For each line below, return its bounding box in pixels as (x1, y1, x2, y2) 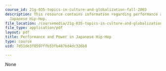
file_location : (5, 21, 37, 26)
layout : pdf (5, 30, 30, 35)
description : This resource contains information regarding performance (5, 12, 158, 17)
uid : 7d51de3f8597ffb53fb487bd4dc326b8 (5, 44, 87, 48)
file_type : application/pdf (5, 25, 63, 30)
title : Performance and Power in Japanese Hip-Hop (5, 35, 112, 40)
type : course (5, 39, 32, 44)
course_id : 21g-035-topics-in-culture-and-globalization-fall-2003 (5, 7, 147, 12)
